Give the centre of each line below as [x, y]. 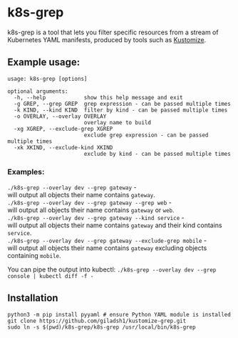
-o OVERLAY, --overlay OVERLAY [60, 116]
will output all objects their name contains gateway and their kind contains [115, 225]
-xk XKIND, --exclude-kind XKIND [63, 147]
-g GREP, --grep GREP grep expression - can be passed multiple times [123, 104]
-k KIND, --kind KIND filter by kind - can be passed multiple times [121, 110]
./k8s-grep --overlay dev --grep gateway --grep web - [90, 203]
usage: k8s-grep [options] [47, 79]
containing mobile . [35, 256]
